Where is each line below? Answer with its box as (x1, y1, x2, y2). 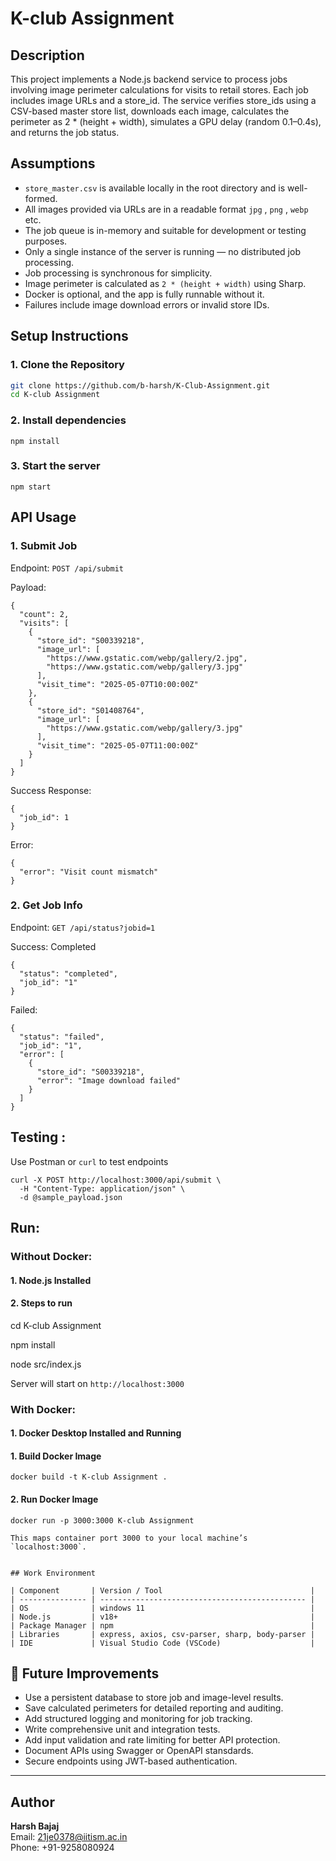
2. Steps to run (10, 1297, 73, 1309)
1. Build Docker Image (10, 1450, 102, 1462)
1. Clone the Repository (10, 358, 125, 372)
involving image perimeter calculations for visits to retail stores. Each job (10, 84, 309, 96)
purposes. (24, 235, 68, 247)
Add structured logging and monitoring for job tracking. (24, 1713, 253, 1725)
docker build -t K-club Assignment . (10, 1472, 168, 1482)
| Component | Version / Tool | (10, 1585, 315, 1596)
